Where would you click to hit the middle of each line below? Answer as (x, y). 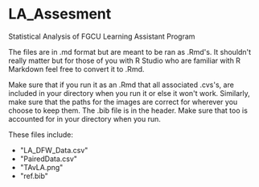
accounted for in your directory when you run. (84, 118)
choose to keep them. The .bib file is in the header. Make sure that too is (128, 110)
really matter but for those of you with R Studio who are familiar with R (125, 60)
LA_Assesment (60, 14)
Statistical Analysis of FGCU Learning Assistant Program (102, 36)
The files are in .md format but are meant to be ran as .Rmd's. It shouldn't (130, 52)
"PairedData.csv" (49, 159)
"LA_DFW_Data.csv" (54, 150)
